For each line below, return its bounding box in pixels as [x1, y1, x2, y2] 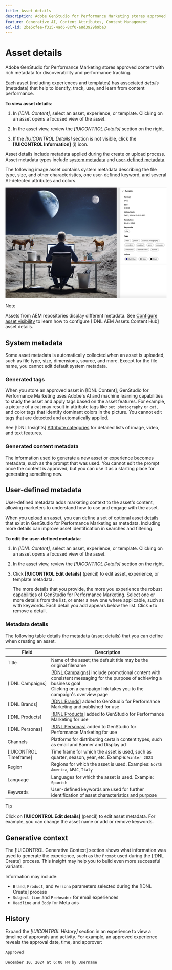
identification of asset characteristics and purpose [51, 791, 157, 798]
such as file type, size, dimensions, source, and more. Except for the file [5, 358, 158, 364]
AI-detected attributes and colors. [5, 177, 77, 184]
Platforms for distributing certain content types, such [51, 736, 162, 742]
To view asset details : [5, 101, 53, 107]
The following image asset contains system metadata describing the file [5, 167, 157, 173]
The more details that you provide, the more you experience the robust [12, 586, 162, 592]
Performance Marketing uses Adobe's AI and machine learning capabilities [5, 393, 163, 399]
